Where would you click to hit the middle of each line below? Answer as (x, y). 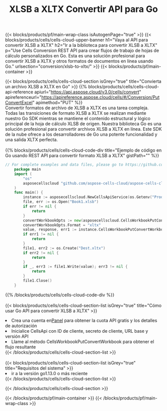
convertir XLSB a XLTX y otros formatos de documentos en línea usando (79, 61)
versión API (17, 336)
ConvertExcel (19, 103)
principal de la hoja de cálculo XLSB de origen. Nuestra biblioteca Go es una (83, 124)
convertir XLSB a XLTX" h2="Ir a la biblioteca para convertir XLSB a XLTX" (81, 45)
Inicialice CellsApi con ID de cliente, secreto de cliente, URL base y (80, 331)
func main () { (29, 193)
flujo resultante (21, 347)
